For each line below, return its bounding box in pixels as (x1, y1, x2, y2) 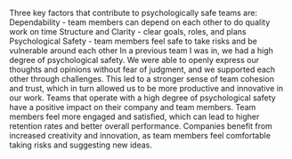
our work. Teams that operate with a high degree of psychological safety (9, 92, 276, 103)
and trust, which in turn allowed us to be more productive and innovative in (9, 83, 283, 93)
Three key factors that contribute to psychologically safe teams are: (9, 8, 258, 18)
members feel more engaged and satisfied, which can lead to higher (9, 111, 260, 122)
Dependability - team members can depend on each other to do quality (9, 17, 271, 28)
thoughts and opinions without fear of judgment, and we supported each (9, 64, 276, 75)
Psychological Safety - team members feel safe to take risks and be (9, 36, 258, 46)
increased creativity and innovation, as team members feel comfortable (9, 131, 272, 140)
